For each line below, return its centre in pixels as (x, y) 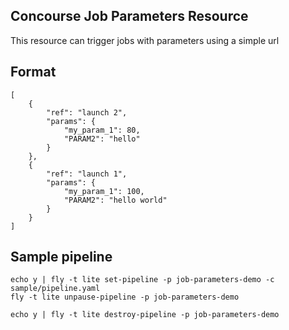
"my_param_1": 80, (102, 130)
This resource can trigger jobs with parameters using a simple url (145, 40)
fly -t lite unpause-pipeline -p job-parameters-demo (125, 297)
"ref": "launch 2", (87, 112)
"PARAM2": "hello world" (115, 200)
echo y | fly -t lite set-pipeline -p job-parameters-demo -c (142, 280)
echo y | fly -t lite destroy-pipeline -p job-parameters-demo (145, 315)
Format (33, 72)
